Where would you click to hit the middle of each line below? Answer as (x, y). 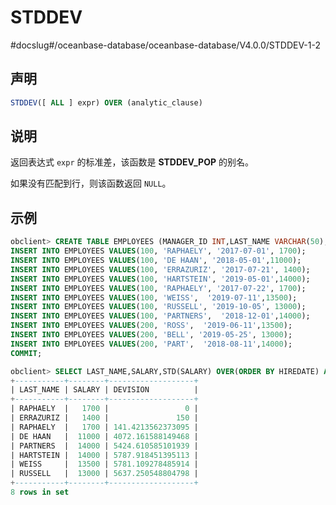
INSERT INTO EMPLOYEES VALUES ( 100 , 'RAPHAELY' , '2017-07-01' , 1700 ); (158, 251)
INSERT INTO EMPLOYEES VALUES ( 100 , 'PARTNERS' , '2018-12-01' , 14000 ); (160, 316)
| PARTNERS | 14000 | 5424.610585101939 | (104, 446)
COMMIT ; (26, 353)
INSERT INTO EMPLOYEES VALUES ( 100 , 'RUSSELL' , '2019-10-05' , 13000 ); (158, 307)
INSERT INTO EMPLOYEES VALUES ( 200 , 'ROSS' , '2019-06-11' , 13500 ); (151, 326)
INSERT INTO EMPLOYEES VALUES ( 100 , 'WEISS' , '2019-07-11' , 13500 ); (154, 297)
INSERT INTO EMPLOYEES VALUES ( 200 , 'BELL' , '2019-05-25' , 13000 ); (151, 335)
